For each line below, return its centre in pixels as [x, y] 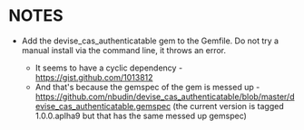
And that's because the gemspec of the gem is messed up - [147, 87]
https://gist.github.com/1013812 [94, 77]
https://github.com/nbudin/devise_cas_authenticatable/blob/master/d [165, 97]
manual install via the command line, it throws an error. [124, 50]
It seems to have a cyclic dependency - [109, 68]
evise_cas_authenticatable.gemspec [103, 106]
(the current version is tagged [228, 106]
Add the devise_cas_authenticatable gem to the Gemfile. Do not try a [150, 41]
